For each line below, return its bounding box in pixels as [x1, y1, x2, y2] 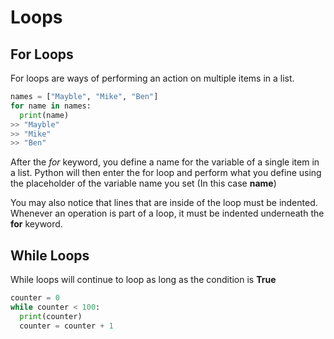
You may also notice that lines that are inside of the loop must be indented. [10, 197, 318, 209]
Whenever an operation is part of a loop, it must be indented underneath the [10, 207, 325, 220]
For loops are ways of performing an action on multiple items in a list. [10, 72, 295, 84]
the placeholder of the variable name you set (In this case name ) [10, 177, 277, 190]
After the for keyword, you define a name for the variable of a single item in [10, 156, 320, 168]
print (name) [19, 110, 70, 120]
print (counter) [19, 311, 83, 321]
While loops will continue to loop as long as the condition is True [10, 274, 277, 286]
